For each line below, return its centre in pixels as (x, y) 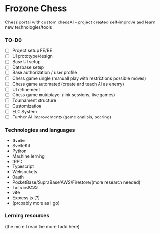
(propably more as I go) (36, 203)
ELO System (24, 111)
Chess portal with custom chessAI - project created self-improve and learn (80, 22)
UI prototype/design (32, 56)
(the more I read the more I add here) (42, 226)
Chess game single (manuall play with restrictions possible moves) (79, 78)
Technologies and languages (40, 130)
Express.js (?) (26, 198)
